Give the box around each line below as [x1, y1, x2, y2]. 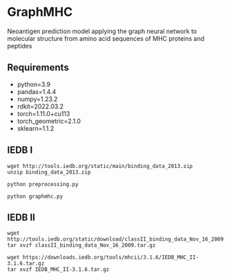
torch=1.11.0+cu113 [17, 109, 70, 118]
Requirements [7, 62, 69, 73]
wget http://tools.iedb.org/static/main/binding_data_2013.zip [7, 162, 193, 169]
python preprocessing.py [7, 180, 79, 187]
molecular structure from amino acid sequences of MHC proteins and [7, 34, 205, 42]
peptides [7, 41, 32, 50]
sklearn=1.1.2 [17, 124, 55, 132]
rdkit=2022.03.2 [17, 102, 64, 111]
